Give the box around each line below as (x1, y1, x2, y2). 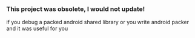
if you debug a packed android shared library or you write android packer (6, 19, 190, 26)
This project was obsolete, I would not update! (6, 5, 145, 13)
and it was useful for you (6, 25, 68, 32)
